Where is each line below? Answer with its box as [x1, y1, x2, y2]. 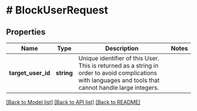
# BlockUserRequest [6, 4, 108, 17]
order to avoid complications [78, 69, 157, 77]
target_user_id [9, 69, 50, 77]
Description [105, 45, 139, 52]
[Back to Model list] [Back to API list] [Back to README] [6, 99, 141, 106]
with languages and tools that [78, 76, 160, 84]
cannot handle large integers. [78, 83, 159, 92]
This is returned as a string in [78, 62, 159, 69]
